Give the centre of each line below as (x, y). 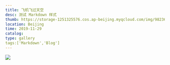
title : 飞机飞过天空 (25, 10)
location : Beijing (25, 24)
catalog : (14, 34)
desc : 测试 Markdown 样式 (31, 15)
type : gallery (20, 39)
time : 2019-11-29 (24, 29)
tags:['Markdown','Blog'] (32, 43)
